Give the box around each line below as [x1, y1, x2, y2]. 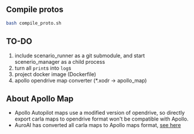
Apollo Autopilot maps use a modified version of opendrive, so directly [14, 109, 185, 116]
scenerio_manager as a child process [14, 58, 105, 65]
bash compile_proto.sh [6, 20, 62, 26]
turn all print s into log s [14, 64, 72, 71]
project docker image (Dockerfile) [14, 70, 97, 78]
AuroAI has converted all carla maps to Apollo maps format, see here [14, 122, 181, 129]
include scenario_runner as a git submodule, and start [14, 52, 145, 59]
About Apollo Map [6, 94, 74, 104]
